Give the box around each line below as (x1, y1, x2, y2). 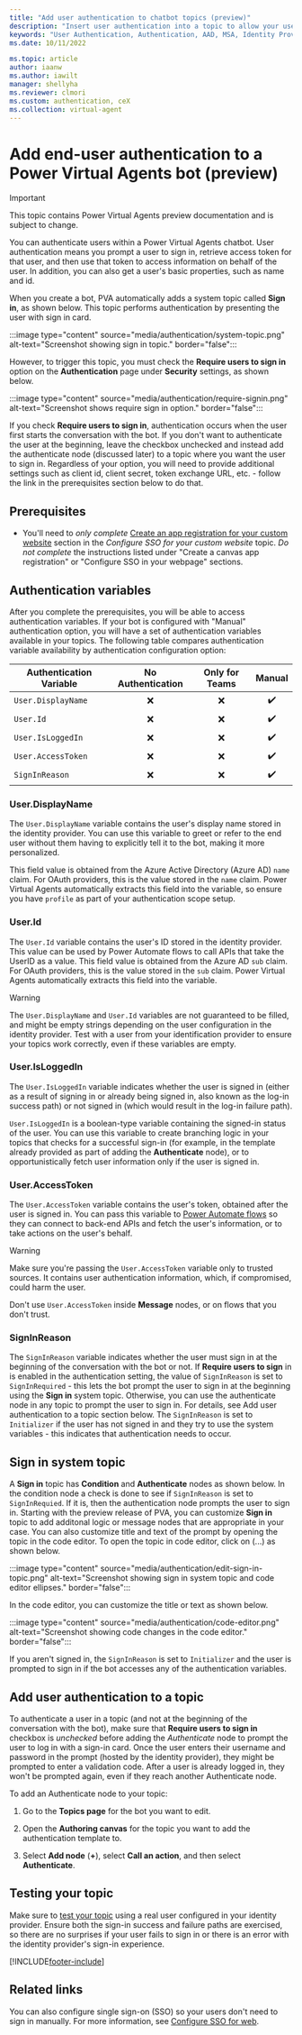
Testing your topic (9, 1885, 114, 1902)
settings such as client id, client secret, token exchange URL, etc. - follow (9, 468, 281, 479)
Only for (203, 666, 240, 679)
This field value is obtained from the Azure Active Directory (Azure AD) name (9, 864, 290, 875)
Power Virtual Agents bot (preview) (9, 163, 279, 183)
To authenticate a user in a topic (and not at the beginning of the (9, 1713, 248, 1724)
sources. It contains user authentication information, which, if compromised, (9, 1273, 292, 1283)
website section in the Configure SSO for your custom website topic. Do (22, 537, 289, 548)
